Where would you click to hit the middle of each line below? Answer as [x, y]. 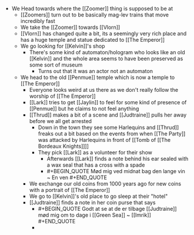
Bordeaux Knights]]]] [63, 146]
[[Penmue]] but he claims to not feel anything [84, 109]
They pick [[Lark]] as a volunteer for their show [95, 152]
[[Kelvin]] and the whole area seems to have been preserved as [106, 59]
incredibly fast [38, 21]
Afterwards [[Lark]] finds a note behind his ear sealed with [118, 159]
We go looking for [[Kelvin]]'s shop [63, 46]
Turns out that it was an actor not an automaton [95, 71]
